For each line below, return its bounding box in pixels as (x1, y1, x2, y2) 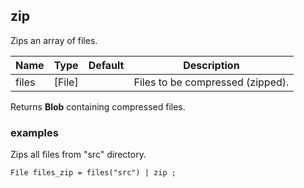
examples (10, 125, 59, 139)
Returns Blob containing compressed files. (10, 100, 186, 113)
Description (183, 58, 240, 72)
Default (88, 58, 125, 72)
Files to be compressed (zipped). (133, 75, 290, 89)
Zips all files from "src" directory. (10, 149, 147, 161)
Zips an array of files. (10, 34, 98, 46)
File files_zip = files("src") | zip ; (10, 168, 177, 178)
